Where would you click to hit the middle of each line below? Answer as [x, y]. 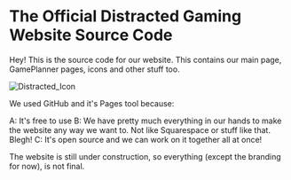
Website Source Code [91, 35]
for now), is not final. [47, 166]
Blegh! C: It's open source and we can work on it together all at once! [136, 139]
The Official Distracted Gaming [126, 16]
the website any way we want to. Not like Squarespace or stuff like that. [140, 129]
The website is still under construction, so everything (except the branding [145, 156]
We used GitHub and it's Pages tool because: [92, 103]
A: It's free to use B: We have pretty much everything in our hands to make [145, 121]
